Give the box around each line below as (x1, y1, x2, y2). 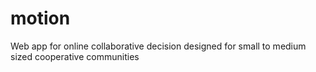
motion (10, 7, 71, 30)
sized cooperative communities (10, 50, 140, 62)
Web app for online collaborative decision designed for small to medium (10, 40, 307, 52)
